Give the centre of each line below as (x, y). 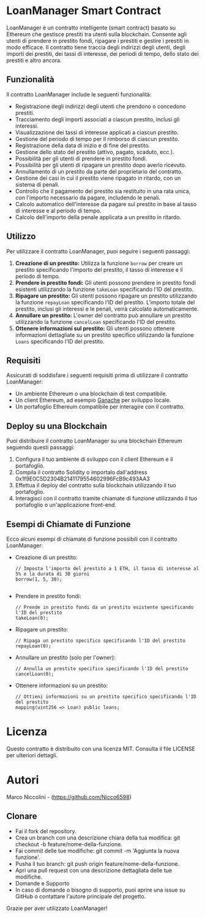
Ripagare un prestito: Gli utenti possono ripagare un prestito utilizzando (106, 296)
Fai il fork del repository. (46, 831)
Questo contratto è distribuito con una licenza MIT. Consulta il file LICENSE (101, 749)
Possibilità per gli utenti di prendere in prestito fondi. (81, 158)
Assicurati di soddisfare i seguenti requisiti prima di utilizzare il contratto (97, 376)
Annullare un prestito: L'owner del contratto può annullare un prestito (103, 315)
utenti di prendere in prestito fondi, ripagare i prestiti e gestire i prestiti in (98, 40)
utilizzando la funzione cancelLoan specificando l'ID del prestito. (96, 322)
